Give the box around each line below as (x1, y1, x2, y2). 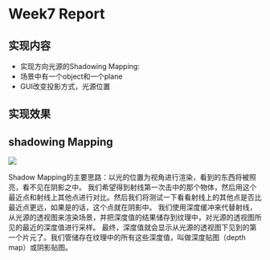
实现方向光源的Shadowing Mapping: (19, 62, 141, 71)
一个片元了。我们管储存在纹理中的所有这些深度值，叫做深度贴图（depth (8, 233, 247, 242)
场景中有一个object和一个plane (19, 71, 123, 81)
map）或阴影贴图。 (8, 242, 72, 253)
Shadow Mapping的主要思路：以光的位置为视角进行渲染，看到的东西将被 (8, 173, 250, 182)
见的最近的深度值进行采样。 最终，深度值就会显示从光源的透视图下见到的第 (8, 222, 257, 233)
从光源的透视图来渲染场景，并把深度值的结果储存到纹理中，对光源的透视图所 (8, 213, 262, 222)
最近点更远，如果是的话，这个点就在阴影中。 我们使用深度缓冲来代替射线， (8, 202, 257, 213)
